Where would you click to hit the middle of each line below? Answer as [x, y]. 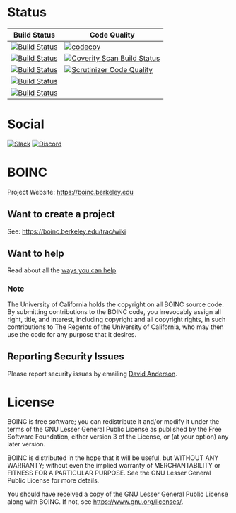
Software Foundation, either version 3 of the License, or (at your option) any [118, 437]
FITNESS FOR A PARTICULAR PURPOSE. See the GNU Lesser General [109, 473]
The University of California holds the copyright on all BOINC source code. [116, 304]
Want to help [36, 254]
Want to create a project [61, 214]
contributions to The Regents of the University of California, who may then [116, 327]
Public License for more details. [53, 480]
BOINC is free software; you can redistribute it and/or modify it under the [113, 422]
